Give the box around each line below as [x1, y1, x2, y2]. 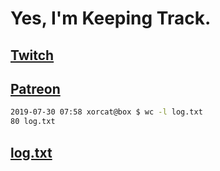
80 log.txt [10, 117, 56, 127]
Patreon [10, 80, 61, 97]
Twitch [10, 47, 55, 64]
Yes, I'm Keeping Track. [10, 7, 212, 30]
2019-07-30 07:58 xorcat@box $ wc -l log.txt [10, 107, 203, 117]
